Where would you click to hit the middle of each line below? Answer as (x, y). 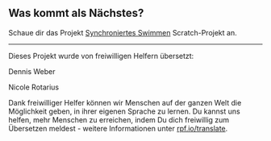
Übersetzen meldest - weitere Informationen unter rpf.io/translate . (118, 128)
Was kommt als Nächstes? (76, 13)
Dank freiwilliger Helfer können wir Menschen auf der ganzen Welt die (125, 102)
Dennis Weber (32, 71)
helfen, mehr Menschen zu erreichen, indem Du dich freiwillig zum (119, 119)
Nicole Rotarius (33, 87)
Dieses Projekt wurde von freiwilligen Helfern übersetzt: (101, 56)
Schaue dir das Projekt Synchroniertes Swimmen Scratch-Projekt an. (123, 32)
